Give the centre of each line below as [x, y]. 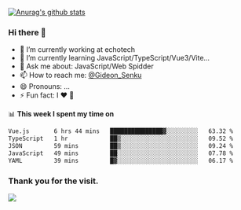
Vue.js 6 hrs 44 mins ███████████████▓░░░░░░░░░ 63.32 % [121, 131]
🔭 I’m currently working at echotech [77, 50]
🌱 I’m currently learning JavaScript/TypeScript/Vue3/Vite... [115, 58]
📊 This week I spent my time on [61, 114]
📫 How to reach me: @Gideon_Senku [80, 76]
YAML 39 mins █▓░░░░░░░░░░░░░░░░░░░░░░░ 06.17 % [121, 160]
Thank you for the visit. [53, 181]
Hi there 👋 [27, 32]
